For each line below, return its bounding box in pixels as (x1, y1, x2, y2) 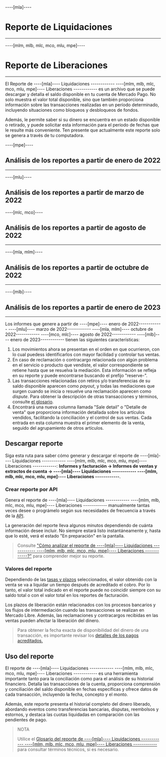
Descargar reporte (5, 440, 63, 448)
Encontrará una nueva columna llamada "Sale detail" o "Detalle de (12, 404, 147, 410)
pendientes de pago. (5, 717, 47, 723)
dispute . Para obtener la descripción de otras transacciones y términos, (12, 393, 158, 400)
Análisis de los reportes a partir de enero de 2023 (5, 303, 161, 312)
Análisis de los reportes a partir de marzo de (5, 188, 144, 197)
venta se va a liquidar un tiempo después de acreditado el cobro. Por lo (5, 582, 151, 588)
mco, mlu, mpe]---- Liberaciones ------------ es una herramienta (5, 670, 138, 676)
